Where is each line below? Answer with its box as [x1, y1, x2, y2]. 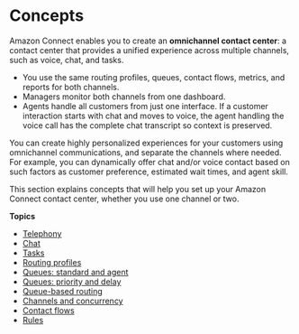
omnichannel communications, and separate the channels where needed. [9, 146, 282, 158]
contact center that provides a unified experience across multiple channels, [9, 44, 290, 55]
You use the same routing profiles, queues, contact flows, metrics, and [22, 71, 285, 82]
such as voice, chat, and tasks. [9, 54, 124, 65]
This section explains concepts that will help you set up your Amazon [9, 183, 267, 194]
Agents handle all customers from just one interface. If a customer [22, 100, 268, 111]
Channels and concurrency [22, 295, 123, 306]
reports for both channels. [22, 81, 120, 92]
